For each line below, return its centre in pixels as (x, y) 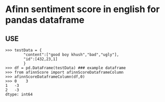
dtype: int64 (19, 94)
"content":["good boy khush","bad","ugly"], (71, 55)
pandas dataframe (45, 20)
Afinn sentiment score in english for (82, 9)
